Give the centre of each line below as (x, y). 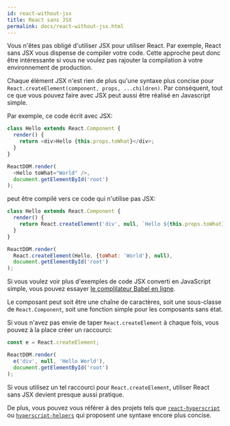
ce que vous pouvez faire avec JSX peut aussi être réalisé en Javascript (109, 95)
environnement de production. (50, 68)
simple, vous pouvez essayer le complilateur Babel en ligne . (91, 289)
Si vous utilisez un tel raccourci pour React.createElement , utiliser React (108, 387)
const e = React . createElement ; (53, 343)
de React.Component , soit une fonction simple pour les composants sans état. (115, 309)
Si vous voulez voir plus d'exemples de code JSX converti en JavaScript (109, 281)
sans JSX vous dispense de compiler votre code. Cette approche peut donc (114, 53)
